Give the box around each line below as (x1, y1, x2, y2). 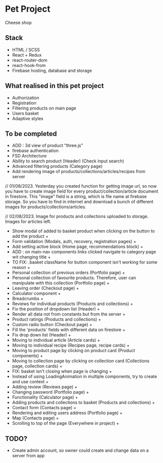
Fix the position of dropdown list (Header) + (12, 306, 100, 312)
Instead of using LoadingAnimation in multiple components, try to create (12, 374, 157, 379)
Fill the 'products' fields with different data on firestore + (12, 327, 126, 333)
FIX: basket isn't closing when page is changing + (12, 368, 112, 375)
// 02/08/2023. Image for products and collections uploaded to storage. (5, 214, 149, 220)
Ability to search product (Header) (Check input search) (12, 158, 124, 164)
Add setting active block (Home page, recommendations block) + (12, 243, 144, 250)
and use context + (12, 379, 49, 385)
